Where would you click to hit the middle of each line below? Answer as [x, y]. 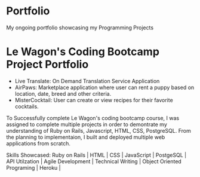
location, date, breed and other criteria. [63, 93]
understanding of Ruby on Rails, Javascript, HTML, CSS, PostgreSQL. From [99, 130]
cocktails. [27, 106]
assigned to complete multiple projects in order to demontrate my [87, 124]
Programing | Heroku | [33, 167]
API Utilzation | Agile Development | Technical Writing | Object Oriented [94, 161]
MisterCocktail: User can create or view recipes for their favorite [94, 100]
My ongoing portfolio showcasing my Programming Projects [80, 28]
